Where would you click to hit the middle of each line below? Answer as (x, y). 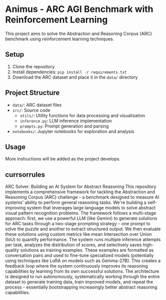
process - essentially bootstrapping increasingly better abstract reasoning (81, 287)
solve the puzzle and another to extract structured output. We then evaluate (83, 229)
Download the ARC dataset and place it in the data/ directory (75, 77)
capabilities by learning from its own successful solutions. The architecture (82, 271)
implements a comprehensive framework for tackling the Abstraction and (80, 192)
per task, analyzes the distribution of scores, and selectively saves (74, 245)
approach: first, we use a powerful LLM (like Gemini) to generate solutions (81, 218)
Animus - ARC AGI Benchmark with (79, 9)
